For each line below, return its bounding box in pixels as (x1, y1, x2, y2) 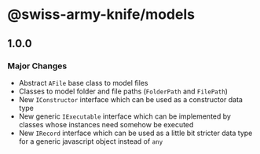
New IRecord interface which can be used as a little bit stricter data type (18, 128, 253, 137)
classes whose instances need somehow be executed (18, 119, 194, 129)
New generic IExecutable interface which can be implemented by (18, 112, 231, 121)
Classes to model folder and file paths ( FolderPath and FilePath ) (18, 86, 229, 96)
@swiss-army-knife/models (7, 5, 196, 24)
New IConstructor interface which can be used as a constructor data (18, 94, 243, 104)
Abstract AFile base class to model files (18, 78, 148, 87)
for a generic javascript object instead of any (18, 136, 163, 146)
